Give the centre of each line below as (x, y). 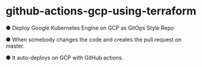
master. (15, 46)
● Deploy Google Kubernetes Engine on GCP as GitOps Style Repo (90, 28)
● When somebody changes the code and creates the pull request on (94, 39)
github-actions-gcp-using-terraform (101, 11)
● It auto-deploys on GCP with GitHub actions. (64, 57)
